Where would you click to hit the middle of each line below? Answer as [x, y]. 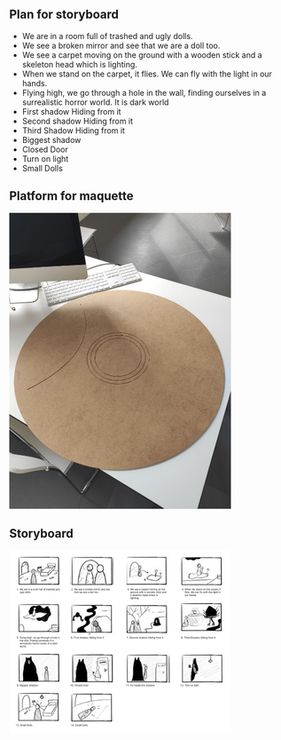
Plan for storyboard [64, 15]
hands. [35, 83]
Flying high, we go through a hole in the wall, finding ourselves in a [144, 92]
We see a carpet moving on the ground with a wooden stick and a [142, 55]
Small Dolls [43, 168]
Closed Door [45, 149]
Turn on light [45, 158]
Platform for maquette [72, 196]
